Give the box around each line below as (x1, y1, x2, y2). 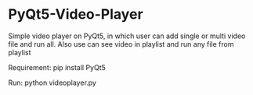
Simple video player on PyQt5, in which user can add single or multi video (8, 31, 246, 40)
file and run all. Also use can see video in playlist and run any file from (8, 39, 234, 48)
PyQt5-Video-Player (8, 5, 143, 23)
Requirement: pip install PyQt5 (8, 62, 106, 72)
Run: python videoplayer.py (8, 78, 96, 87)
